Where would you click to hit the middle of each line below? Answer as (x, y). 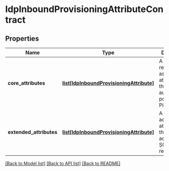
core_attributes (26, 83)
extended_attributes (33, 132)
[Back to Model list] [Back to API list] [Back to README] (63, 163)
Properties (22, 38)
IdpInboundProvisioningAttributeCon (84, 9)
